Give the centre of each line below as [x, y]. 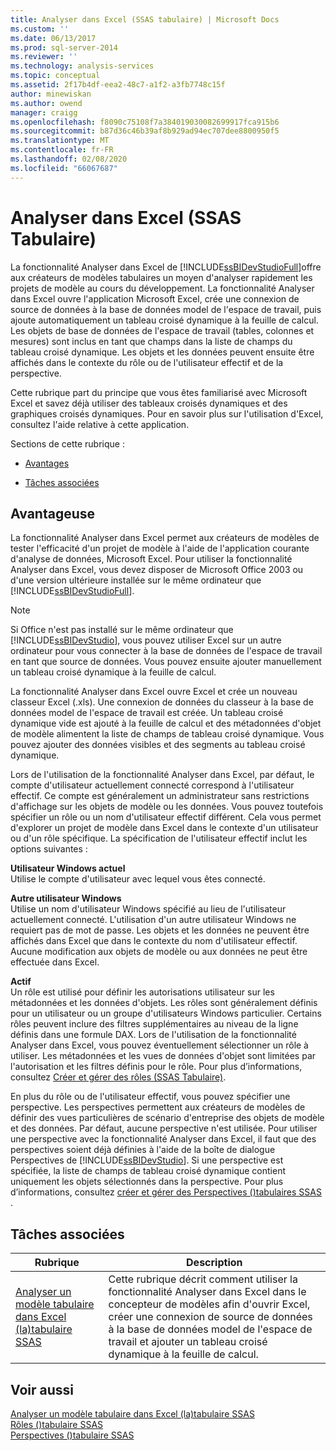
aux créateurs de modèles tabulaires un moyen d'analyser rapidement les [161, 277]
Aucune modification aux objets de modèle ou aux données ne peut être [159, 952]
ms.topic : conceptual [55, 76]
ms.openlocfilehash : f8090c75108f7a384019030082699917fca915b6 [145, 122]
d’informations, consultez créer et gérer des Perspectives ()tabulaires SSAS [166, 1192]
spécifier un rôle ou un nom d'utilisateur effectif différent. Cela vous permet [166, 817]
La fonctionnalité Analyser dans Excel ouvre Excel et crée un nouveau [154, 692]
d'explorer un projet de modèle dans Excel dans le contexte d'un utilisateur [164, 828]
